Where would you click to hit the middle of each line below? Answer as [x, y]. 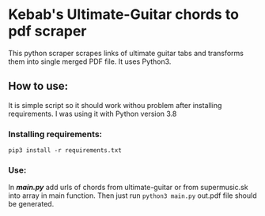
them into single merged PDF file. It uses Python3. [90, 61]
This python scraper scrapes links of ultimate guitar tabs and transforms [126, 53]
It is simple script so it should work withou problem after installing [115, 105]
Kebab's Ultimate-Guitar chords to [124, 15]
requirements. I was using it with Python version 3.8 [93, 114]
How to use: [38, 86]
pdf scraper [47, 31]
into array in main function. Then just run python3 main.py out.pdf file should [132, 196]
